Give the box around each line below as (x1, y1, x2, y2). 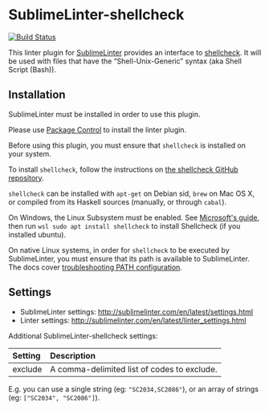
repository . (8, 173, 44, 182)
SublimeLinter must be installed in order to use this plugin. (8, 109, 201, 119)
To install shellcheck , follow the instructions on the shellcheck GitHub (8, 164, 238, 174)
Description (49, 350, 96, 361)
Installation (8, 88, 66, 102)
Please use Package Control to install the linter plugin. (8, 124, 187, 134)
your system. (8, 148, 52, 158)
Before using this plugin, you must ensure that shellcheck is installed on (8, 140, 247, 150)
